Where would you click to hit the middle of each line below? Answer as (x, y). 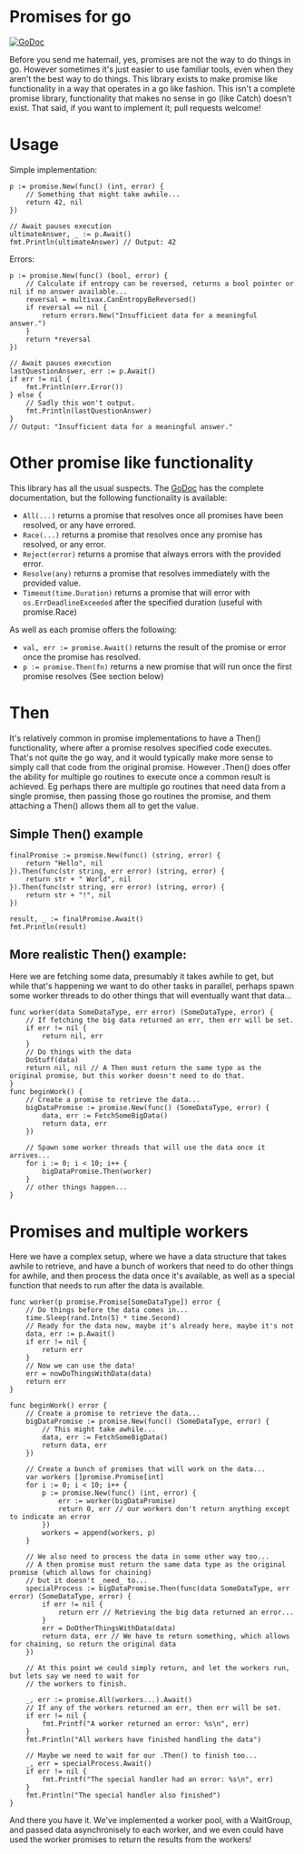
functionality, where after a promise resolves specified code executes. (141, 747)
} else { (26, 395)
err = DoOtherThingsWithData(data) (109, 1629)
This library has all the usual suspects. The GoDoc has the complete (137, 487)
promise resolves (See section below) (93, 676)
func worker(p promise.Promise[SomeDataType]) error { (115, 1302)
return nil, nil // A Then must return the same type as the (143, 1068)
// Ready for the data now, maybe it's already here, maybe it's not (160, 1326)
